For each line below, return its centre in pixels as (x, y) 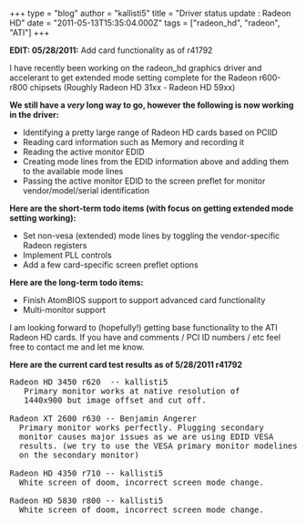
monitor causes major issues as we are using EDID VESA (146, 437)
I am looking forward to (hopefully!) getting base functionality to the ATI (143, 327)
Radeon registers (55, 245)
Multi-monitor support (64, 310)
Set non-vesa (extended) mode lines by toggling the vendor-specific (151, 236)
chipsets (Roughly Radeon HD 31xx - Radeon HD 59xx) (133, 87)
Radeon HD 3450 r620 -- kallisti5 (89, 382)
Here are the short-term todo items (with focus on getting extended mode (152, 208)
